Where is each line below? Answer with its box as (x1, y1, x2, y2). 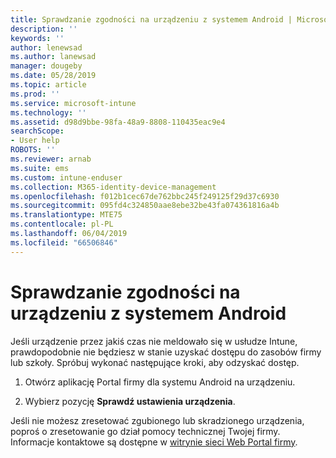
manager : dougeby (10, 61, 83, 71)
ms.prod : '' (10, 89, 60, 99)
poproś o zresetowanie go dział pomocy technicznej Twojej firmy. (10, 425, 281, 437)
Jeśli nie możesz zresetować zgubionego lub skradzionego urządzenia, (10, 414, 305, 426)
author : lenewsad (10, 42, 83, 53)
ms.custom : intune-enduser (10, 172, 123, 183)
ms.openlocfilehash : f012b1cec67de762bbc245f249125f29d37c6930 (10, 191, 280, 201)
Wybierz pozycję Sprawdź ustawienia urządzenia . (24, 395, 236, 407)
